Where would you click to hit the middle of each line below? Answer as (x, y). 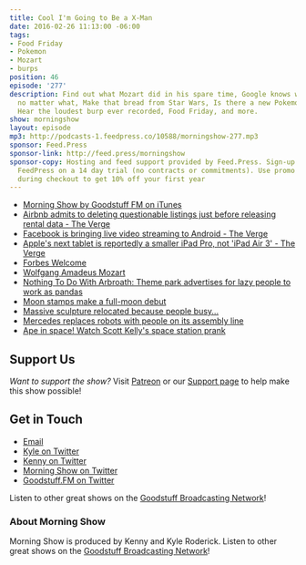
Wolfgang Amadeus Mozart (74, 272)
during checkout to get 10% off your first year (112, 179)
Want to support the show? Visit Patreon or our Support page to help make (149, 381)
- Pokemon (28, 52)
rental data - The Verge (66, 224)
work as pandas (53, 292)
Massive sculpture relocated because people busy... (121, 312)
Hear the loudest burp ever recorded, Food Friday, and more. (138, 111)
